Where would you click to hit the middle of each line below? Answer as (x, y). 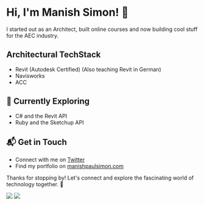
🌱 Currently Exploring (48, 102)
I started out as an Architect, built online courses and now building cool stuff (102, 29)
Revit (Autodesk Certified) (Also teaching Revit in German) (88, 69)
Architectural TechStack (54, 55)
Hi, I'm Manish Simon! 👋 (68, 12)
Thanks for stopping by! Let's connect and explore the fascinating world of (100, 178)
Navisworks (30, 76)
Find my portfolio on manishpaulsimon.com (69, 166)
